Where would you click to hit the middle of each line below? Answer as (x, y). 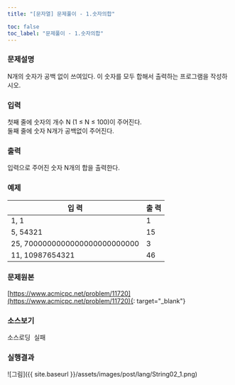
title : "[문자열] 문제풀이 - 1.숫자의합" (61, 14)
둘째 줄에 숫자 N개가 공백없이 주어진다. (61, 130)
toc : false (23, 27)
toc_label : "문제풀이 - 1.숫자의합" (56, 33)
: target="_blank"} (159, 301)
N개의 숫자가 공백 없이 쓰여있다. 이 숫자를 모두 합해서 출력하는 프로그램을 (108, 76)
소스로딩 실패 (27, 338)
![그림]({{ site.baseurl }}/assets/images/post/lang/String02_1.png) (102, 374)
